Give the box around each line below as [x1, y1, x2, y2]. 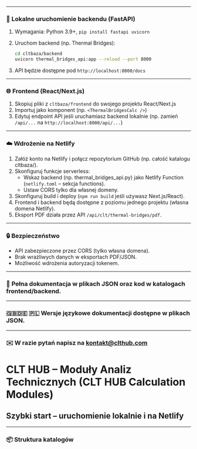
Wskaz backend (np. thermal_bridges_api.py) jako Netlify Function [23, 174, 184, 181]
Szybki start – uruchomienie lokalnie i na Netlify [6, 411, 184, 421]
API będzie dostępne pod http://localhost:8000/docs [14, 67, 146, 74]
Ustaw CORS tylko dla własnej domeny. [23, 186, 119, 193]
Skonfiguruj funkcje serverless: [14, 168, 90, 175]
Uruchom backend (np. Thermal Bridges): [14, 39, 116, 47]
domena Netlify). [14, 205, 56, 212]
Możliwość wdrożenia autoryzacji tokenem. [14, 259, 119, 267]
